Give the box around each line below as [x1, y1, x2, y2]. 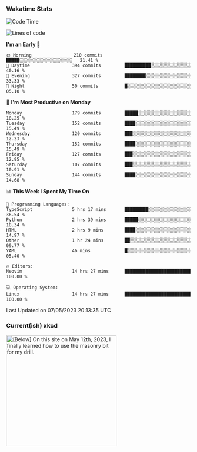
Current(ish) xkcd [6, 322, 58, 330]
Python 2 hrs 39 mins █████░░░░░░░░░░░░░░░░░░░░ [6, 217, 191, 223]
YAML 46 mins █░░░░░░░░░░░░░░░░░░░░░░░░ [6, 248, 191, 254]
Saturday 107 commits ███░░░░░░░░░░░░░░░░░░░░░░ [6, 161, 191, 168]
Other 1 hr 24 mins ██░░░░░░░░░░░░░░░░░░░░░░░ [6, 237, 191, 243]
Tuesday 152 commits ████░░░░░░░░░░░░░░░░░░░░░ [6, 120, 191, 127]
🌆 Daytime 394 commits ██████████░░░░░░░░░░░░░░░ [6, 62, 191, 69]
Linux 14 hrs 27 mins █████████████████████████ [6, 291, 191, 298]
